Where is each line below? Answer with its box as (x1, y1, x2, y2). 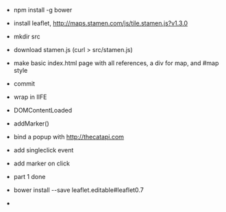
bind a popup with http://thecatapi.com (13, 133, 125, 141)
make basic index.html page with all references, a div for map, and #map (13, 59, 219, 67)
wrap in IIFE (13, 93, 47, 101)
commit (13, 80, 36, 88)
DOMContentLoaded (13, 106, 73, 114)
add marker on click (13, 159, 71, 167)
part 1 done (13, 173, 46, 180)
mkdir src (13, 32, 41, 40)
